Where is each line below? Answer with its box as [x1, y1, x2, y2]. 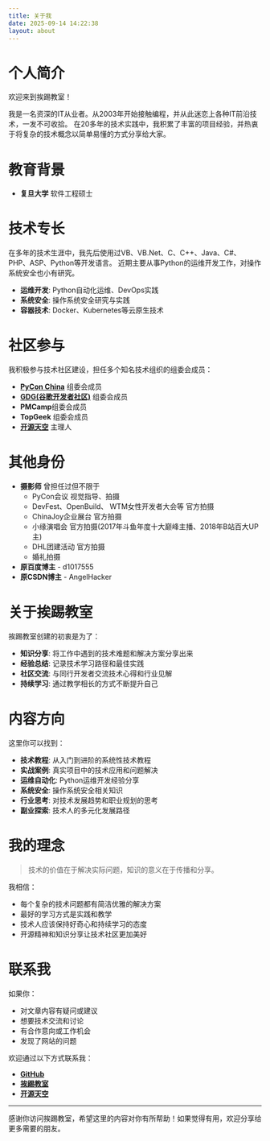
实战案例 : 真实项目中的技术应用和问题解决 [19, 765, 158, 775]
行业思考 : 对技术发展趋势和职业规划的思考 [19, 795, 158, 805]
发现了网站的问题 [19, 1036, 77, 1045]
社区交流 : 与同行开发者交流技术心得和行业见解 [19, 669, 173, 678]
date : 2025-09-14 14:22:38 [8, 19, 99, 27]
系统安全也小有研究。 [8, 268, 79, 278]
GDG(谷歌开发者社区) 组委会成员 [19, 392, 129, 402]
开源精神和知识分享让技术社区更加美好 [19, 929, 147, 939]
